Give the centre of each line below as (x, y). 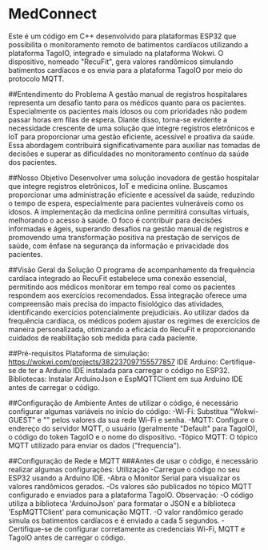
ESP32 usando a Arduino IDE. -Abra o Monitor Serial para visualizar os (124, 478)
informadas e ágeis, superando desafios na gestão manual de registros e (129, 228)
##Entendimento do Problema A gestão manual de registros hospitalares (128, 94)
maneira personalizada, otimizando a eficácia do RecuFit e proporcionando (132, 329)
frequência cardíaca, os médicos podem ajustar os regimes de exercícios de (134, 320)
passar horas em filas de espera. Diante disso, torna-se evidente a (118, 119)
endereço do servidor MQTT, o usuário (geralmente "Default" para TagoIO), (133, 428)
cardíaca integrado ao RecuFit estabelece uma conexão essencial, (118, 278)
